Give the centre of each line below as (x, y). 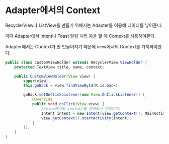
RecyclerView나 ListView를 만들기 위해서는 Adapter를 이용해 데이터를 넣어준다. (84, 25)
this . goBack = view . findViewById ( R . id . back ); (72, 86)
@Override (42, 99)
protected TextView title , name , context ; (59, 67)
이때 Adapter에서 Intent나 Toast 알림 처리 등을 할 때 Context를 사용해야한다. (81, 36)
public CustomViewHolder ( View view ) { (55, 76)
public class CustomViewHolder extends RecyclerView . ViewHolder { (76, 62)
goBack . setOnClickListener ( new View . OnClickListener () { (84, 95)
